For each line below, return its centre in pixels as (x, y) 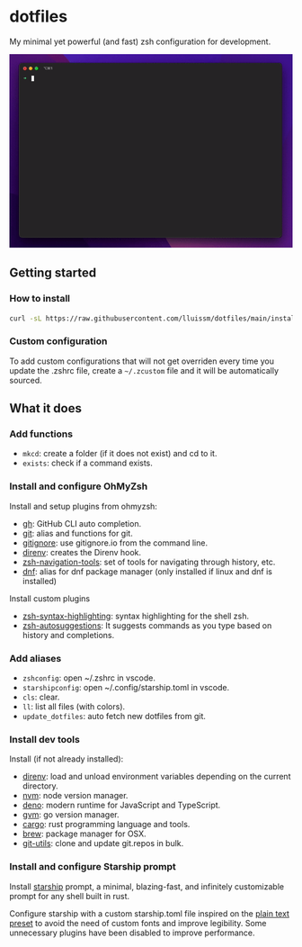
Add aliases (36, 658)
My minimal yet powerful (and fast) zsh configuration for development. (140, 41)
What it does (46, 408)
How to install (40, 299)
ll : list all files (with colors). (74, 707)
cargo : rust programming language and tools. (106, 825)
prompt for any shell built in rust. (70, 896)
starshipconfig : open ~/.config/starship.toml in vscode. (126, 688)
